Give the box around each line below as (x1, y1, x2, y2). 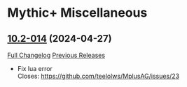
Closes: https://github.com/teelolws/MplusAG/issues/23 (17, 72, 180, 80)
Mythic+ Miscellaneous (7, 5, 148, 21)
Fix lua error (17, 65, 53, 72)
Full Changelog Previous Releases (7, 51, 106, 59)
